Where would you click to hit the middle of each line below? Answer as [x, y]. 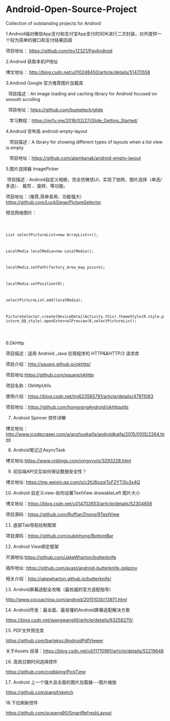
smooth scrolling [23, 99]
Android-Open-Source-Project [71, 9]
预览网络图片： [21, 213]
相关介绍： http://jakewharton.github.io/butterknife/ [59, 579]
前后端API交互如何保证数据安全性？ [50, 471]
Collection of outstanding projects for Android [53, 23]
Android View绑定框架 [36, 546]
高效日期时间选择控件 [35, 661]
